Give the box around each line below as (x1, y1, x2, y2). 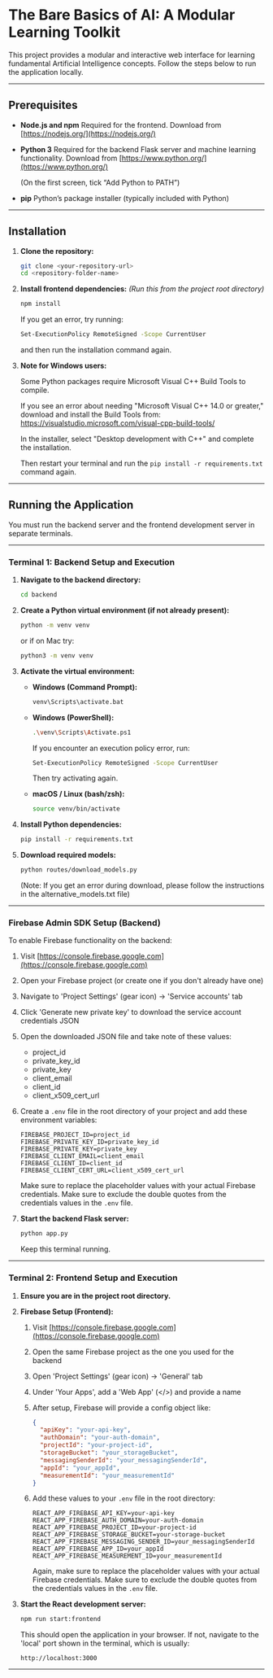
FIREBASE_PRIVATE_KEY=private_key (19, 1145, 137, 1153)
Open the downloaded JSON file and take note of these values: (19, 1032, 232, 1042)
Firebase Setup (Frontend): (19, 1306, 114, 1316)
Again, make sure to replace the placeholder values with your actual (32, 1567, 260, 1576)
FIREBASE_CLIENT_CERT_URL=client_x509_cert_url (19, 1166, 184, 1175)
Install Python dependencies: (19, 819, 122, 829)
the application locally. (8, 67, 84, 76)
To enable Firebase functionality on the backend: (8, 936, 172, 946)
